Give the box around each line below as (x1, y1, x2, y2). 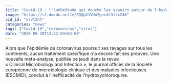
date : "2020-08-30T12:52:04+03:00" (5, 31, 81, 36)
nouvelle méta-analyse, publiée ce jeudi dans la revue (5, 56, 119, 62)
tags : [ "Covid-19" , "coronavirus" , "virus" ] (5, 26, 97, 32)
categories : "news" (5, 21, 47, 27)
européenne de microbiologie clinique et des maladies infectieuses (5, 67, 147, 73)
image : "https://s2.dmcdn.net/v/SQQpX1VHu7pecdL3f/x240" (5, 12, 130, 17)
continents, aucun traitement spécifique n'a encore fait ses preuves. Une (5, 50, 159, 57)
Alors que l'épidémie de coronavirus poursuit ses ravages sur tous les (5, 45, 153, 51)
